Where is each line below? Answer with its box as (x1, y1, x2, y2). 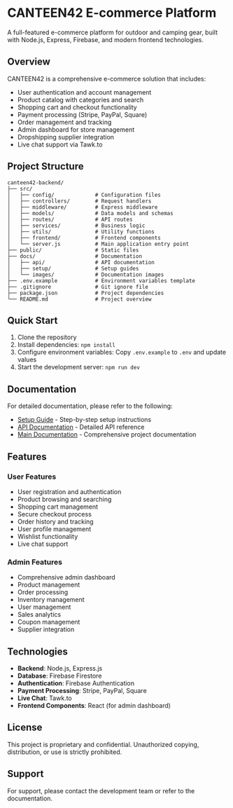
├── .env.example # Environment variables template (7, 277, 196, 285)
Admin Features (7, 557, 63, 567)
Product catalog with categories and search (17, 95, 144, 104)
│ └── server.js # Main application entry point (7, 240, 190, 247)
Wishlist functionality (17, 532, 78, 540)
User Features (7, 472, 57, 481)
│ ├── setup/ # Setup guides (7, 265, 139, 272)
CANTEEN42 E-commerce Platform (7, 5, 217, 21)
